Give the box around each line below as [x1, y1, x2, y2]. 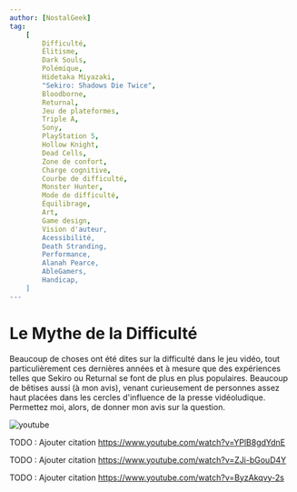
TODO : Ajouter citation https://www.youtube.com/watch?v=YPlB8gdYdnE [9, 437, 286, 447]
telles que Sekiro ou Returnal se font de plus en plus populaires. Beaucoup [9, 372, 289, 383]
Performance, [42, 250, 92, 259]
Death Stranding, [42, 242, 107, 251]
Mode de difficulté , [42, 191, 120, 200]
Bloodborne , [42, 89, 88, 98]
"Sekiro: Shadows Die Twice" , [42, 81, 156, 90]
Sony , [42, 124, 64, 133]
